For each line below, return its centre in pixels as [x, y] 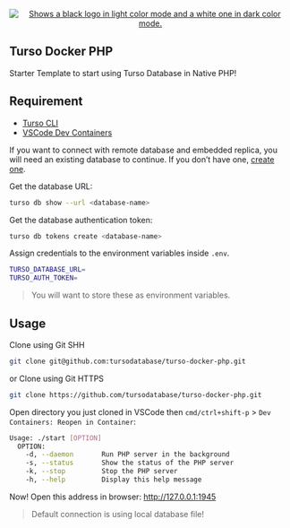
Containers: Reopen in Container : [72, 421]
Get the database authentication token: [81, 220]
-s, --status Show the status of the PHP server [130, 463]
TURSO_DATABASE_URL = [48, 270]
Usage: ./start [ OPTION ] [55, 438]
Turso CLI [40, 123]
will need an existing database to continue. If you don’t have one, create [142, 159]
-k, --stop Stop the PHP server [102, 472]
